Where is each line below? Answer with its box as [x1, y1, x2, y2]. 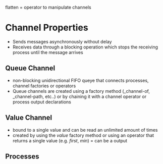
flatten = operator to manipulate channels [5, 5, 92, 10]
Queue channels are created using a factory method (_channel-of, [12, 88, 150, 94]
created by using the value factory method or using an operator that [12, 132, 154, 138]
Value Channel [5, 114, 52, 122]
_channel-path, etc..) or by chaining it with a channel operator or [12, 93, 147, 99]
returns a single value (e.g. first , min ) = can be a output [12, 137, 128, 143]
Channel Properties [5, 22, 88, 33]
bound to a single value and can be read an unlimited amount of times [12, 127, 158, 133]
